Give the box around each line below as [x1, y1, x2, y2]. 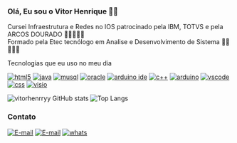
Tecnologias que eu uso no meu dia [7, 59, 112, 68]
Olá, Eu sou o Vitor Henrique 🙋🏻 [7, 6, 119, 16]
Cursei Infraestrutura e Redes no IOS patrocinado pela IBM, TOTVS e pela [7, 23, 223, 31]
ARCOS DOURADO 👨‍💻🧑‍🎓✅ [7, 30, 85, 38]
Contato [7, 112, 36, 122]
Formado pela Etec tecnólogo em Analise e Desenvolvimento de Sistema [7, 38, 221, 46]
